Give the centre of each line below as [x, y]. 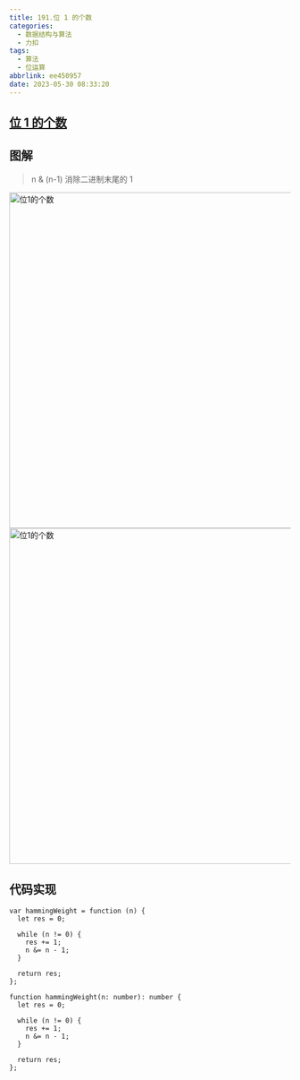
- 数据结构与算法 [45, 34]
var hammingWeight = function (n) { [77, 911]
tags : [19, 51]
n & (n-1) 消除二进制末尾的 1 [82, 179]
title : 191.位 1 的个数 [50, 17]
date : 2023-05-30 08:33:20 [59, 84]
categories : [31, 26]
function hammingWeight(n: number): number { [95, 997]
